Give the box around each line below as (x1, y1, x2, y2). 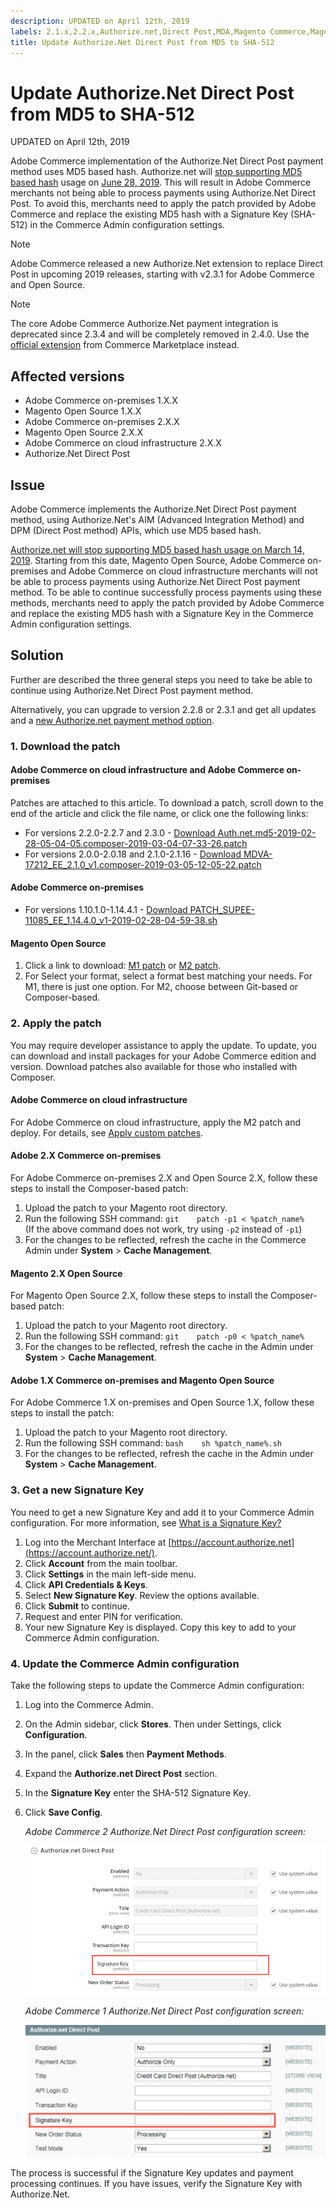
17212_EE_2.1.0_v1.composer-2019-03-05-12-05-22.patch (24, 858, 262, 870)
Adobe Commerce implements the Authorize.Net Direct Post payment (10, 503, 297, 515)
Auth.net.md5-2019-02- (217, 826, 317, 839)
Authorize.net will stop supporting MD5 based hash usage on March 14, (10, 543, 305, 555)
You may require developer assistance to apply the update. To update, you (10, 1039, 317, 1051)
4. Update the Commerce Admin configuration (10, 1656, 240, 1670)
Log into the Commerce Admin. (24, 1698, 154, 1710)
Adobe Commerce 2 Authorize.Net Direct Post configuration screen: (24, 1825, 307, 1837)
